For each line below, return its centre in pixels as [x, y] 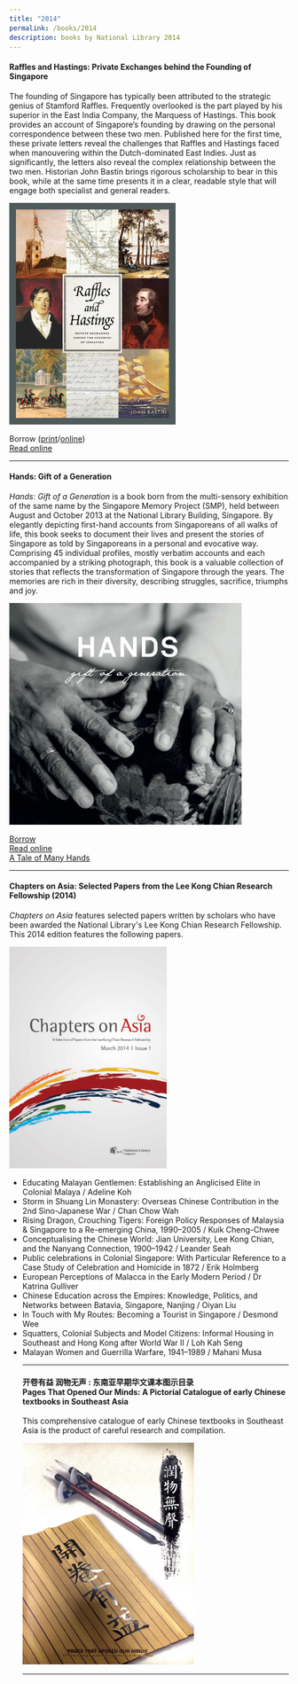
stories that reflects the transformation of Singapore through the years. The [147, 571]
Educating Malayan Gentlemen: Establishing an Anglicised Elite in [141, 1182]
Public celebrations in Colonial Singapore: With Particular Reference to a [154, 1257]
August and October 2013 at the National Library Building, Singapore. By [141, 515]
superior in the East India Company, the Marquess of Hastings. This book [143, 114]
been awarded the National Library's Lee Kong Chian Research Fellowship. [145, 924]
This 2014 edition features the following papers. [96, 934]
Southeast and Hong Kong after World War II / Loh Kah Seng [132, 1343]
